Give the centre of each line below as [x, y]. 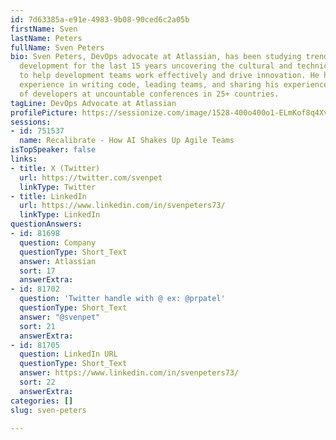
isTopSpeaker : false [53, 150]
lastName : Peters [46, 38]
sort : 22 [37, 382]
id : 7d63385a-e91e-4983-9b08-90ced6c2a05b [100, 19]
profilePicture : [44, 112]
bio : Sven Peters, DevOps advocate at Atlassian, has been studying [156, 57]
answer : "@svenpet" [60, 317]
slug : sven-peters [48, 410]
